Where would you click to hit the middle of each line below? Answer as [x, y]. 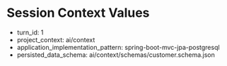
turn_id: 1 [30, 32]
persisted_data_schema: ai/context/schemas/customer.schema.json [116, 55]
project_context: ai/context [56, 39]
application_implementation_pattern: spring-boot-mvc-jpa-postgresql [118, 47]
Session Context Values [78, 13]
